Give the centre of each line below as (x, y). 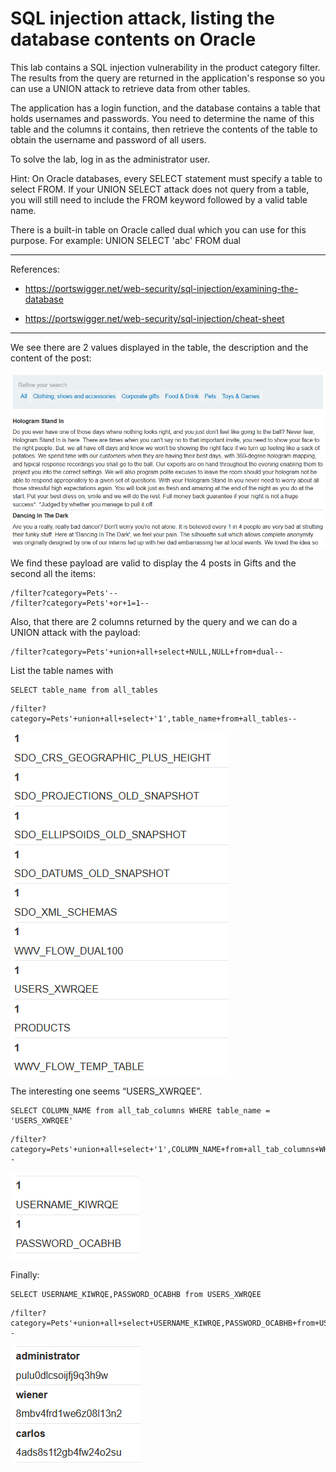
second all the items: (53, 573)
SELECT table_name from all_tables (84, 690)
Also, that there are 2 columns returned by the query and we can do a (154, 621)
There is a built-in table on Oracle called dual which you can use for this (158, 229)
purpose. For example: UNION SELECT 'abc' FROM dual (125, 240)
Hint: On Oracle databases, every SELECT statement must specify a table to (166, 178)
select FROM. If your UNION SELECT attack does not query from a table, (160, 189)
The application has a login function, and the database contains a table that (165, 108)
